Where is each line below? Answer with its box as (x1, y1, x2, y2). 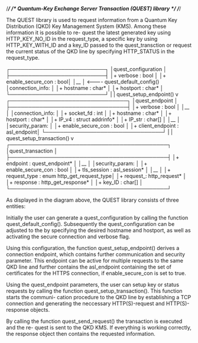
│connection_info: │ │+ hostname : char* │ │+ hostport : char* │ (6, 85, 164, 91)
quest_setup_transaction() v (6, 135, 74, 141)
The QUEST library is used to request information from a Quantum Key (6, 17, 177, 23)
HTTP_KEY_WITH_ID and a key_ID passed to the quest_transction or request (6, 41, 192, 48)
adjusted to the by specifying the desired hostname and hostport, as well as (6, 227, 191, 234)
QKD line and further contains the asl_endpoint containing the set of (6, 263, 172, 270)
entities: (6, 203, 25, 209)
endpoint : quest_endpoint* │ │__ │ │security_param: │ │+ (6, 160, 148, 167)
